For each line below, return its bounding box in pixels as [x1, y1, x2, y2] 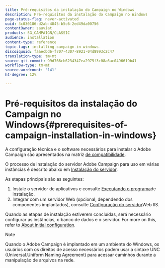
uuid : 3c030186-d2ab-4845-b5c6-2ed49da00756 [5, 21, 99, 26]
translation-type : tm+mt [5, 53, 57, 59]
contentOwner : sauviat [5, 26, 52, 31]
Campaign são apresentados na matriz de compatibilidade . [5, 151, 126, 157]
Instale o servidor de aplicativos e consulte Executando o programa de [12, 185, 156, 192]
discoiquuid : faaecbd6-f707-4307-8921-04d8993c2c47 [5, 49, 114, 54]
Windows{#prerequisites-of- [5, 119, 128, 131]
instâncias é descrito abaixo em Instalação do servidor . [5, 166, 118, 172]
